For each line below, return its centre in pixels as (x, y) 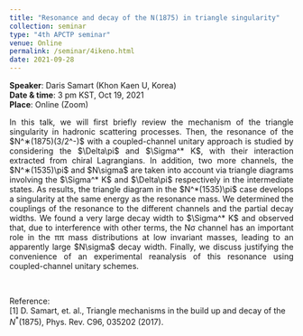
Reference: (30, 301)
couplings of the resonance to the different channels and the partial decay (151, 208)
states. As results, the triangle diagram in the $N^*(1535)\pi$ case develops (151, 189)
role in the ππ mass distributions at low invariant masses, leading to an (151, 237)
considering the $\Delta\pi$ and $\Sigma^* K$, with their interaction (151, 151)
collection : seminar (48, 26)
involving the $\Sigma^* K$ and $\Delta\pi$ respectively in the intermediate (151, 180)
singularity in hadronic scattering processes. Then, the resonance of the (151, 131)
